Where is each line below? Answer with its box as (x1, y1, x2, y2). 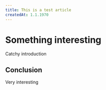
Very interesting (5, 79, 39, 85)
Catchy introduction (5, 51, 47, 57)
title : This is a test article (5, 7, 72, 13)
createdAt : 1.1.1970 (5, 12, 49, 17)
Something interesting (5, 34, 101, 46)
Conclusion (5, 66, 43, 74)
